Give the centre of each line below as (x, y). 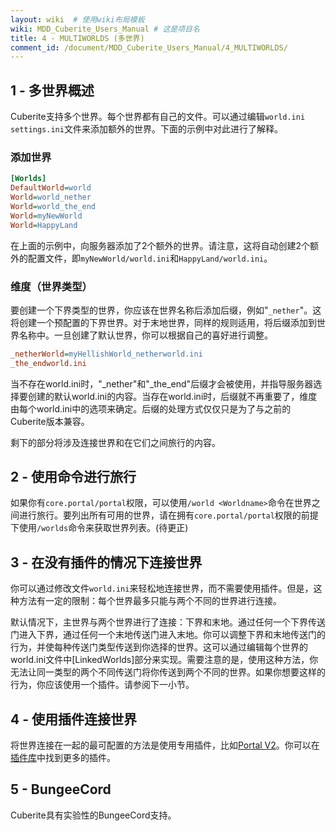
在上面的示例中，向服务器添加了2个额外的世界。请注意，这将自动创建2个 (160, 245)
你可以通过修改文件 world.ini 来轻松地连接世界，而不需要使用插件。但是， (162, 588)
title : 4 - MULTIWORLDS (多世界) (77, 38)
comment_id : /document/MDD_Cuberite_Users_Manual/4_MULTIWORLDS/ (149, 47)
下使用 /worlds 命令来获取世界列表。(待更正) (99, 528)
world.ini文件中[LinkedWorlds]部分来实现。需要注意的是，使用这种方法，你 (164, 660)
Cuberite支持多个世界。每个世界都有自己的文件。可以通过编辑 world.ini (158, 117)
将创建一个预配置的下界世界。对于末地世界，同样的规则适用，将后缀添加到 (163, 322)
